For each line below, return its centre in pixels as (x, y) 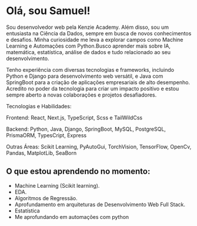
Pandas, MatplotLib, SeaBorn (41, 153)
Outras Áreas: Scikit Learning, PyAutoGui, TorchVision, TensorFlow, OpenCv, (99, 147)
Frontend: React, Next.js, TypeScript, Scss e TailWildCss (74, 117)
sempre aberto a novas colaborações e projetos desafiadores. (81, 95)
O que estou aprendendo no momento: (78, 172)
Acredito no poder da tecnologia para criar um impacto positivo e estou (93, 88)
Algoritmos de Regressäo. (46, 198)
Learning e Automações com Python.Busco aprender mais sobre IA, (88, 46)
